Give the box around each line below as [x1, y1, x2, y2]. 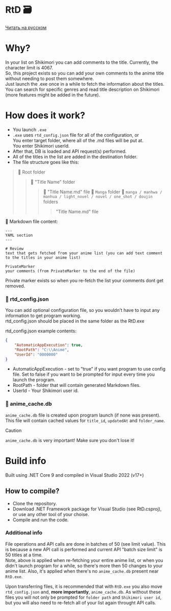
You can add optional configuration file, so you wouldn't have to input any [5, 307, 160, 313]
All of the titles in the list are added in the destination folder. [12, 154, 138, 160]
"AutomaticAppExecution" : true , [14, 343, 83, 348]
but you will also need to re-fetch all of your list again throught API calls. [5, 599, 156, 605]
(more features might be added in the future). [5, 91, 100, 97]
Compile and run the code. [12, 517, 69, 523]
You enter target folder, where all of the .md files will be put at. [12, 137, 144, 143]
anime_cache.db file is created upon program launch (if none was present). [5, 412, 161, 418]
